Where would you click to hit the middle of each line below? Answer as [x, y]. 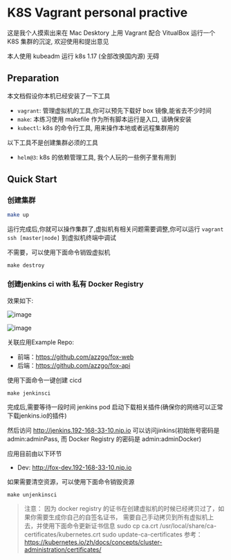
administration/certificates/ [63, 549]
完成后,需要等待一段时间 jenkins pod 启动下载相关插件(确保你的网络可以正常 [115, 407]
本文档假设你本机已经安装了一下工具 [59, 95]
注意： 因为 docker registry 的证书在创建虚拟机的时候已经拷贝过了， [121, 508]
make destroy [26, 265]
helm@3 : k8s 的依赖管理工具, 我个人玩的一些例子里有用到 [96, 157]
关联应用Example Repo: [41, 342]
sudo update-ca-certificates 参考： [152, 534]
